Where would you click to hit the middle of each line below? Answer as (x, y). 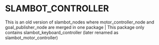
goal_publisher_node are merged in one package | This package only (75, 27)
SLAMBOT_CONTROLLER (57, 9)
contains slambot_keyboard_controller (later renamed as (62, 32)
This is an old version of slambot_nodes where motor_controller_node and (80, 22)
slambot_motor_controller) (32, 38)
